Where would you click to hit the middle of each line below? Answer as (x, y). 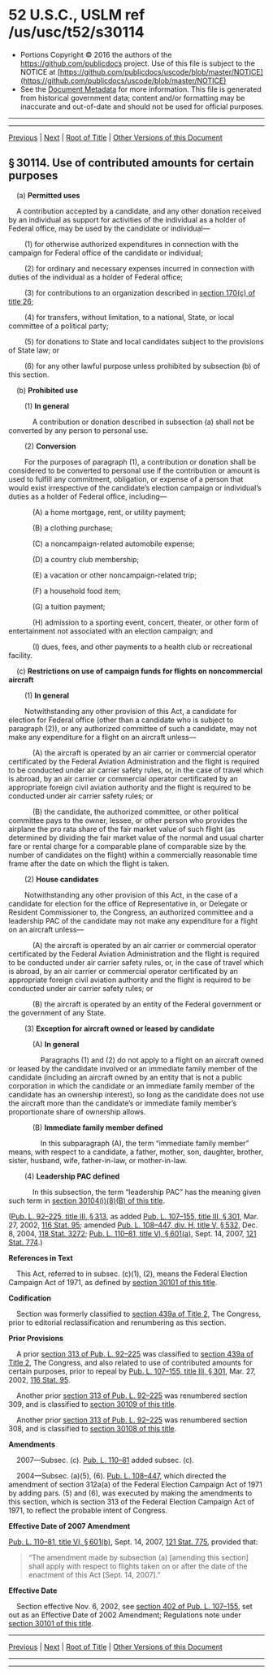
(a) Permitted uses (48, 195)
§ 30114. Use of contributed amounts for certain (131, 163)
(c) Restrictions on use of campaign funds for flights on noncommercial (139, 671)
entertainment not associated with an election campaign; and (111, 630)
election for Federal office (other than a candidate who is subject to (121, 720)
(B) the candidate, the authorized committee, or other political (136, 812)
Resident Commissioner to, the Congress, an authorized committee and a (131, 912)
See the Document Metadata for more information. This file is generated (141, 89)
